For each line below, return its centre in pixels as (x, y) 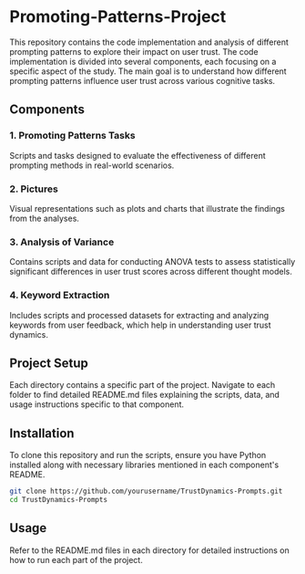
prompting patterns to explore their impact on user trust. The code (134, 51)
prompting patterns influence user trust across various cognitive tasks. (142, 80)
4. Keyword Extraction (60, 296)
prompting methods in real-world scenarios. (92, 165)
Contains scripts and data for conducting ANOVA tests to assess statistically (152, 262)
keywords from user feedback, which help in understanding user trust (140, 325)
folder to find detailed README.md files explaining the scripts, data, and (145, 395)
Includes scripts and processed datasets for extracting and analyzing (139, 315)
